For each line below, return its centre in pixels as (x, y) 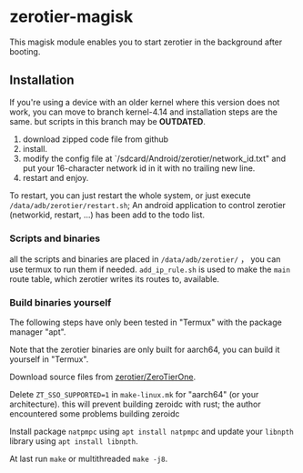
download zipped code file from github (96, 139)
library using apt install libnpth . (74, 441)
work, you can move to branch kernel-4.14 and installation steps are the (143, 112)
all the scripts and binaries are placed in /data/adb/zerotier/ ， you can (145, 259)
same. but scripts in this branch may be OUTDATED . (108, 121)
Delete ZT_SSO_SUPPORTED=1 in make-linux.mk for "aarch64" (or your (134, 395)
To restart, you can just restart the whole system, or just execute (130, 195)
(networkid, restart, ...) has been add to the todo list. (107, 215)
